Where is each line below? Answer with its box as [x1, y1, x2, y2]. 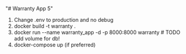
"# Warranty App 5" [5, 5, 53, 12]
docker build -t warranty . [13, 23, 76, 29]
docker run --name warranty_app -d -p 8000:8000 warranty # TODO [13, 29, 181, 36]
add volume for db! [13, 35, 60, 42]
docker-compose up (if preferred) [13, 41, 96, 48]
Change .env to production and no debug [13, 16, 113, 23]
